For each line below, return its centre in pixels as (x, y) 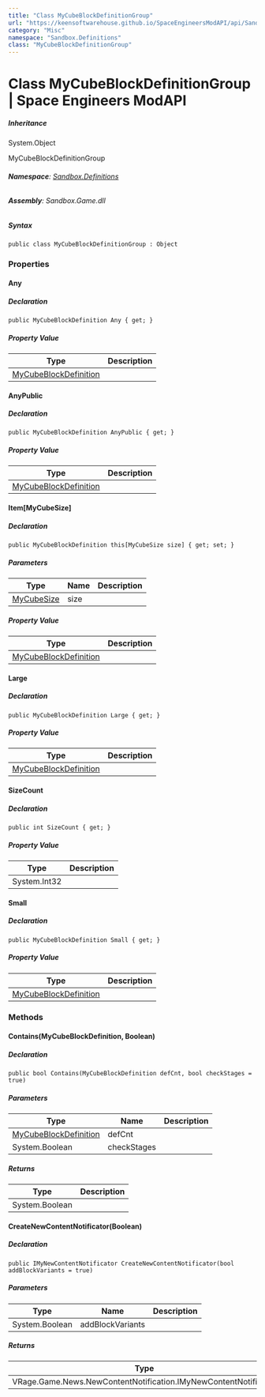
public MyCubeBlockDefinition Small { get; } (84, 940)
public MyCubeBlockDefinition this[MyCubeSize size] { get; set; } (121, 545)
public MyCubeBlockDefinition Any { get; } (81, 320)
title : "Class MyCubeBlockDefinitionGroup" (81, 15)
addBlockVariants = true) (50, 1270)
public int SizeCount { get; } (60, 828)
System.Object (32, 143)
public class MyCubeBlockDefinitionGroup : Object (93, 245)
